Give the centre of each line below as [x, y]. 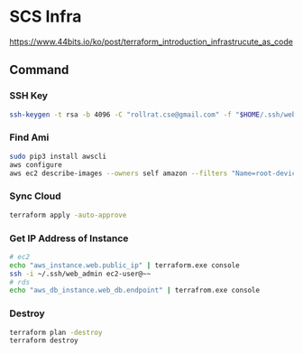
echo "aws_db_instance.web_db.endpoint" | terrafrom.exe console [134, 291]
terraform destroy [44, 340]
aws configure [36, 164]
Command [39, 70]
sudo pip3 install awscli [58, 156]
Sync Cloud [35, 196]
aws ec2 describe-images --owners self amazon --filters [119, 173]
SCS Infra [46, 17]
